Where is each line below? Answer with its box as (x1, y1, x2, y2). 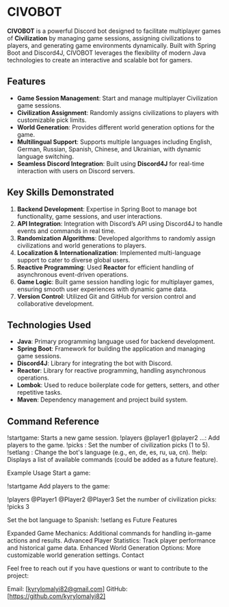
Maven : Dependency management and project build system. (16, 395, 188, 404)
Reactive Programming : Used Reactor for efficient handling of (16, 263, 194, 271)
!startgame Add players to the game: (7, 482, 111, 491)
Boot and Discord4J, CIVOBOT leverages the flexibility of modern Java (7, 49, 206, 57)
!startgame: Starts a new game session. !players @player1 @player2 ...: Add (7, 434, 220, 442)
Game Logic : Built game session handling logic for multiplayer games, (16, 277, 214, 286)
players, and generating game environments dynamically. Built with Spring (7, 41, 217, 49)
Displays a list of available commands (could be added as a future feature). (7, 456, 218, 464)
